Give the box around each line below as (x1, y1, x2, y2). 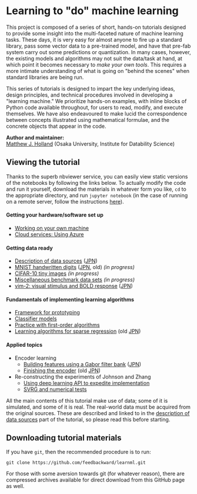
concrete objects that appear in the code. (6, 122, 107, 130)
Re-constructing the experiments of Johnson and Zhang (14, 373, 151, 380)
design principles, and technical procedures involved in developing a (6, 91, 173, 98)
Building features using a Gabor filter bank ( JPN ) (23, 360, 142, 367)
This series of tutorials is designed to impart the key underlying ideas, (6, 85, 175, 92)
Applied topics (6, 341, 43, 348)
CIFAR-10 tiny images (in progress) (14, 270, 99, 277)
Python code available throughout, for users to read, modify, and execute (6, 104, 183, 111)
